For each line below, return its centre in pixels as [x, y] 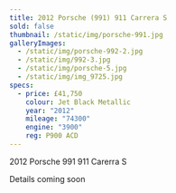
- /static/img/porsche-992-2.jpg [80, 52]
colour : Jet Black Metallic [78, 102]
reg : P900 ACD [52, 136]
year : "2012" [50, 111]
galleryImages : [38, 43]
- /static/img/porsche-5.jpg [72, 69]
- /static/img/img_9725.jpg [70, 77]
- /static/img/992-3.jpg [64, 60]
